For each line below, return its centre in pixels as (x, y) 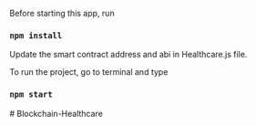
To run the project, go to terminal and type (89, 72)
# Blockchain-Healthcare (56, 113)
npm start (31, 94)
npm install (36, 35)
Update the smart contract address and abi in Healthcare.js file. (128, 55)
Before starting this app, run (62, 13)
